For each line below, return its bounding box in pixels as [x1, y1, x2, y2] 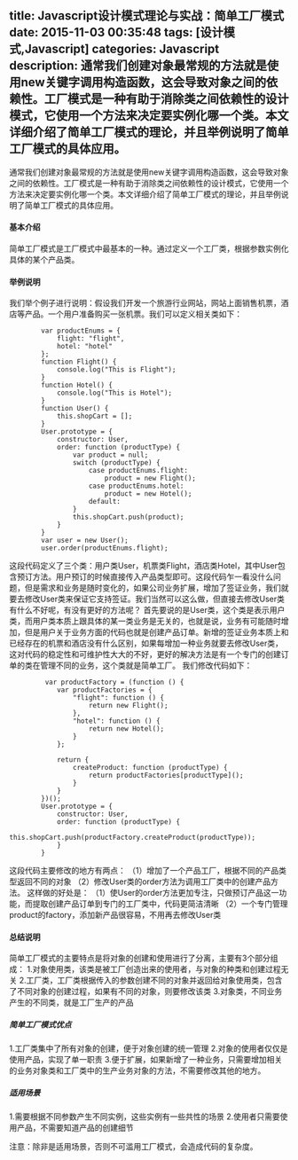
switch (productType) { [72, 459, 161, 467]
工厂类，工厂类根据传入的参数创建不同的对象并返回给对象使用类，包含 [26, 975, 283, 986]
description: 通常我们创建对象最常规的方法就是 [9, 59, 268, 74]
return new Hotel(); [88, 725, 165, 733]
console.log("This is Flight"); [56, 365, 176, 374]
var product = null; [72, 451, 149, 459]
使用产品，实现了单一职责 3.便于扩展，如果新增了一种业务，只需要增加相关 [9, 1054, 283, 1065]
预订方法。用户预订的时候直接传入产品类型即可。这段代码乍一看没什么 [16, 571, 273, 583]
